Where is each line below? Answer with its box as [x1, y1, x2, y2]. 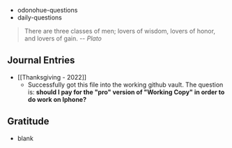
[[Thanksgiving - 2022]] [17, 73, 87, 81]
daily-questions [17, 13, 63, 22]
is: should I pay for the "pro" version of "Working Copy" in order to [27, 87, 225, 96]
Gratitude [7, 115, 50, 128]
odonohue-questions [17, 6, 78, 14]
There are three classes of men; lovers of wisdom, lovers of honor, [24, 27, 216, 35]
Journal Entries [7, 54, 75, 66]
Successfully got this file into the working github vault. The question [27, 80, 224, 89]
